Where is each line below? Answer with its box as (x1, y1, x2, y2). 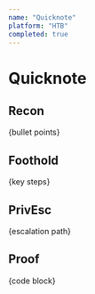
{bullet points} (8, 127, 60, 138)
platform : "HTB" (8, 21, 68, 30)
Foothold (8, 152, 59, 167)
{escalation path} (8, 226, 72, 236)
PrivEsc (8, 202, 52, 217)
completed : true (8, 29, 68, 38)
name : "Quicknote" (8, 12, 76, 22)
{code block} (8, 275, 56, 286)
